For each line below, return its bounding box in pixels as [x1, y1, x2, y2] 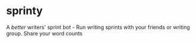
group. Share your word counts [6, 29, 83, 37]
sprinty [6, 4, 43, 18]
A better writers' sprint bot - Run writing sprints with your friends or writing [6, 24, 191, 31]
